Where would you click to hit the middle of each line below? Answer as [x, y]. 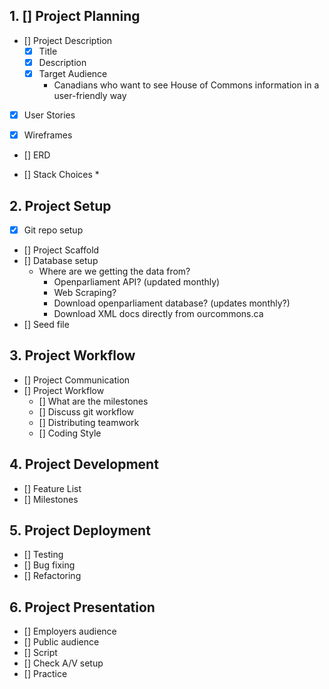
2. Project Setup [60, 205]
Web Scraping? [85, 292]
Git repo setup [53, 230]
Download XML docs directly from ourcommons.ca [158, 313]
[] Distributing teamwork [89, 422]
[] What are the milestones [93, 401]
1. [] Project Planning [75, 16]
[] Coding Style [70, 433]
